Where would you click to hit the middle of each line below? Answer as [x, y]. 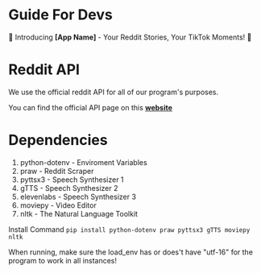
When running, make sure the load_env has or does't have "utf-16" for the [131, 252]
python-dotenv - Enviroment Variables [83, 162]
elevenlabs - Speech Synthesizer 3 [78, 196]
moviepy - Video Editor [58, 205]
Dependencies [58, 141]
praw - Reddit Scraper [57, 171]
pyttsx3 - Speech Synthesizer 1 [72, 180]
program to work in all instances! [62, 260]
